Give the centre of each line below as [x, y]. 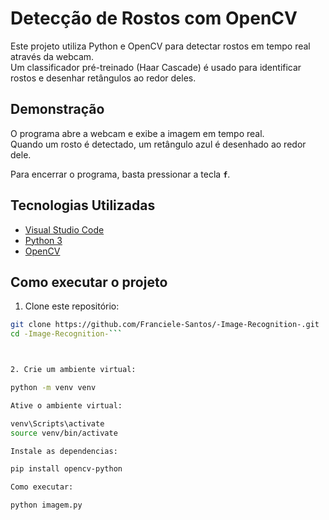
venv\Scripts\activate [57, 423]
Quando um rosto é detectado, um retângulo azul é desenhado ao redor [158, 144]
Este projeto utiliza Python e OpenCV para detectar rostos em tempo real [160, 46]
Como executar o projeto [89, 282]
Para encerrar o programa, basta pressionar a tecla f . [120, 174]
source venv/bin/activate [64, 433]
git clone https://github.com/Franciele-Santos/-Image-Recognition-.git [165, 325]
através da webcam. [52, 56]
